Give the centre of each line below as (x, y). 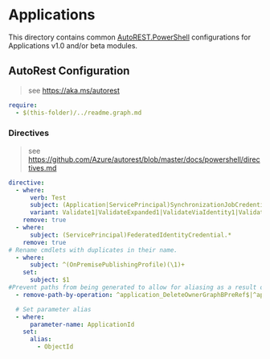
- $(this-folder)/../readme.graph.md (79, 113)
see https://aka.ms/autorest (74, 90)
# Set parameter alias (53, 309)
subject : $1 (49, 280)
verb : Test (48, 198)
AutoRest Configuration (69, 71)
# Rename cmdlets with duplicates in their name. (93, 250)
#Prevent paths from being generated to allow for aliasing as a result (133, 287)
